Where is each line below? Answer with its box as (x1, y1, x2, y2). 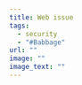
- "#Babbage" (17, 37, 66, 47)
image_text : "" (9, 63, 66, 72)
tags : (9, 21, 29, 30)
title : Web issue (9, 12, 74, 22)
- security (17, 29, 58, 38)
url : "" (9, 46, 38, 55)
